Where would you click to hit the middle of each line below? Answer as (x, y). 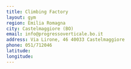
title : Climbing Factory (37, 12)
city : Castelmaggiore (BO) (40, 28)
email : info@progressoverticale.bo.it (55, 34)
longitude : (20, 56)
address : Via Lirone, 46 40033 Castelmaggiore (65, 40)
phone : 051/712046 (29, 46)
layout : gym (21, 17)
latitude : (19, 51)
